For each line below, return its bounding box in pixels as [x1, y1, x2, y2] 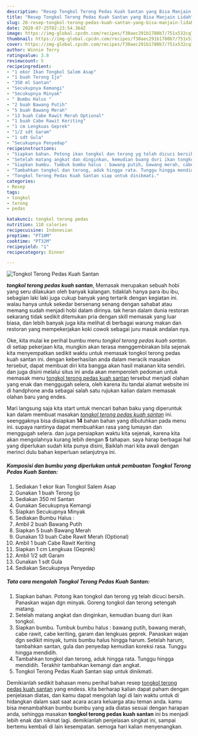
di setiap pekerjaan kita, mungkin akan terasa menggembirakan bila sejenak [6, 343, 190, 350]
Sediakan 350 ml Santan [15, 496, 75, 503]
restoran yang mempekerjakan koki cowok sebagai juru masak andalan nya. [6, 326, 190, 333]
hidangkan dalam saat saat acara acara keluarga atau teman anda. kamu [6, 698, 182, 705]
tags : [6, 189, 20, 195]
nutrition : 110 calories [6, 222, 68, 228]
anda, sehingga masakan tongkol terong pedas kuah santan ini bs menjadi [6, 711, 189, 718]
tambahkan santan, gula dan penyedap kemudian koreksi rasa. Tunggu [15, 643, 187, 650]
